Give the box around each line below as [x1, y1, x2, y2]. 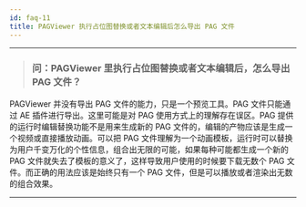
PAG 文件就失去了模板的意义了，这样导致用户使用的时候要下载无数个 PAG [9, 155, 285, 166]
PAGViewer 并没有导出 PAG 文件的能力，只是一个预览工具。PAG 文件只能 [9, 98, 283, 109]
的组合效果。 [9, 178, 57, 189]
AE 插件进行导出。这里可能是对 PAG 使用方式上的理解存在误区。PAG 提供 [19, 109, 294, 120]
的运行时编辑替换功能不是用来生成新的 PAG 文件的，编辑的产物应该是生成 [9, 120, 285, 132]
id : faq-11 [9, 13, 51, 23]
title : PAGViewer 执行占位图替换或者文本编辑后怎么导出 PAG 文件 [9, 22, 235, 31]
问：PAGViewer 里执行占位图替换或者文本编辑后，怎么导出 [31, 62, 291, 75]
